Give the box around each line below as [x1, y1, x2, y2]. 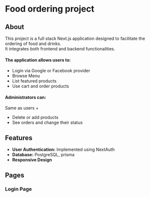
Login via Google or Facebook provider [12, 68, 91, 74]
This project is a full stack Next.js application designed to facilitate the [5, 35, 146, 41]
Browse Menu [12, 73, 40, 79]
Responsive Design [12, 157, 52, 163]
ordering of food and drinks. [5, 41, 62, 47]
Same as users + [5, 105, 39, 111]
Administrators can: [5, 94, 46, 100]
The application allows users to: [5, 57, 71, 63]
